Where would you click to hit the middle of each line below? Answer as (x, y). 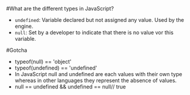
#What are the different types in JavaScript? (60, 9)
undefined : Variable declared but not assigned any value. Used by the (99, 20)
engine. (24, 26)
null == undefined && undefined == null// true (70, 87)
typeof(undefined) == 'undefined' (56, 68)
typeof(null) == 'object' (43, 62)
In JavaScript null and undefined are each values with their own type (98, 74)
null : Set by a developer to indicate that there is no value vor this (94, 32)
